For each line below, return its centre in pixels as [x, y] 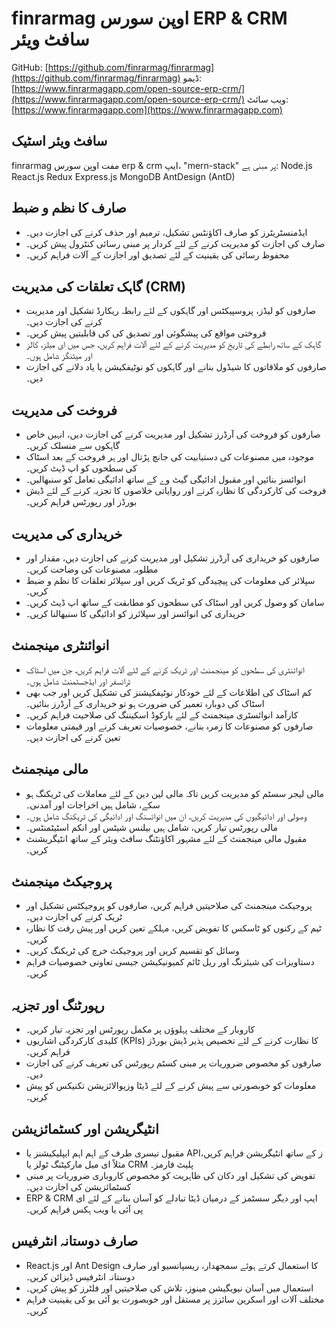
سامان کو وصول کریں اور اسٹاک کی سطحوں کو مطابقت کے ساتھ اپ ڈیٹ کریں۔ [175, 602]
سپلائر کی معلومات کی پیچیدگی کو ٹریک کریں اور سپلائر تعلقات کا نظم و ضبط [170, 580]
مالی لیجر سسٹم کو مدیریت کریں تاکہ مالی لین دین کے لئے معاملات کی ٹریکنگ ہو [174, 793]
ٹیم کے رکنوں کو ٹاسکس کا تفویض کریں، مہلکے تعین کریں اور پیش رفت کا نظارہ [173, 928]
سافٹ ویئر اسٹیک [59, 141]
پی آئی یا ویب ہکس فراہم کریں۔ [84, 1209]
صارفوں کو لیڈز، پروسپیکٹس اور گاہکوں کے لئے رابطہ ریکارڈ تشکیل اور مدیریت [171, 311]
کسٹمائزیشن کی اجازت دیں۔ [78, 1187]
